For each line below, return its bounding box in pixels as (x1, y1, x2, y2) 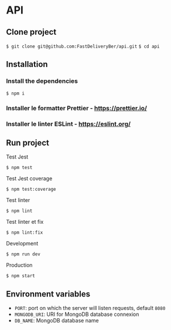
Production (6, 262, 33, 269)
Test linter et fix (6, 218, 44, 225)
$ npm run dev (6, 251, 41, 257)
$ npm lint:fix (6, 230, 43, 235)
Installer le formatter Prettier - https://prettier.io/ (6, 104, 148, 112)
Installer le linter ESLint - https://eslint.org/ (6, 120, 131, 128)
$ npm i (6, 90, 25, 96)
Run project (6, 137, 50, 147)
